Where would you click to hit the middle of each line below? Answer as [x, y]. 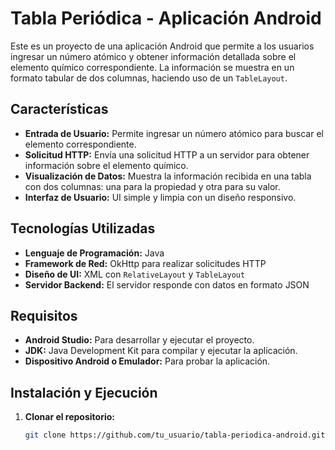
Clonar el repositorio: [69, 417]
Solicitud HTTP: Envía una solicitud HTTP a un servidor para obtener [167, 154]
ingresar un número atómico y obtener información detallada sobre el [153, 56]
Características [59, 109]
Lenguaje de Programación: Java [94, 253]
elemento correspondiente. [80, 144]
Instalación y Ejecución [84, 392]
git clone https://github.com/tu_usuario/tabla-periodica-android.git [175, 435]
